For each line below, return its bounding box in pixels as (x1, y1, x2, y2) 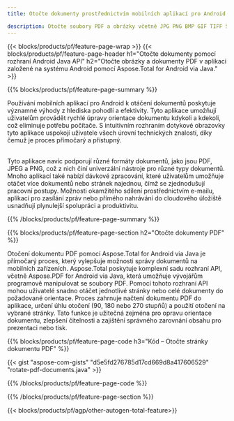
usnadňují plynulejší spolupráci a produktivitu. (7, 201, 139, 209)
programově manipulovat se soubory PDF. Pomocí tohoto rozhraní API (7, 279, 208, 287)
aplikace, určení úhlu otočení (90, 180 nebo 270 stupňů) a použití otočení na (7, 301, 226, 309)
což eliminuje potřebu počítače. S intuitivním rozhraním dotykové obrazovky (7, 121, 225, 129)
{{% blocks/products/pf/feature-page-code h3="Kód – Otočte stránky (7, 337, 208, 346)
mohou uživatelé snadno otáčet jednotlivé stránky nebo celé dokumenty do (7, 286, 224, 295)
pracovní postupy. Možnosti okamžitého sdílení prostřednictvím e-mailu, (7, 186, 214, 195)
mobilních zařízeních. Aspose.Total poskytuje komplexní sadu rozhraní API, (7, 264, 223, 272)
